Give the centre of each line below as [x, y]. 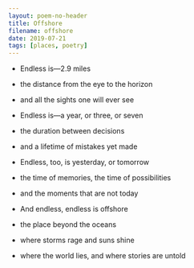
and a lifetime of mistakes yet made [79, 146]
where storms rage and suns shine [77, 240]
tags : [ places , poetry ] [48, 46]
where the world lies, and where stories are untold [103, 256]
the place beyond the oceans [68, 225]
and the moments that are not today [79, 193]
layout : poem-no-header [48, 16]
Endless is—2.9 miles [55, 68]
